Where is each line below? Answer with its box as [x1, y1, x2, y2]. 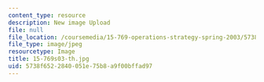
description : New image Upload [8, 19, 111, 27]
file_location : [8, 33, 58, 41]
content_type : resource [8, 11, 86, 20]
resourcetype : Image [8, 48, 76, 55]
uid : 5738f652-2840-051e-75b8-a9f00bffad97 [8, 62, 153, 70]
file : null [8, 26, 44, 34]
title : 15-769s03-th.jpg [8, 55, 90, 63]
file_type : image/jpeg [8, 41, 82, 48]
